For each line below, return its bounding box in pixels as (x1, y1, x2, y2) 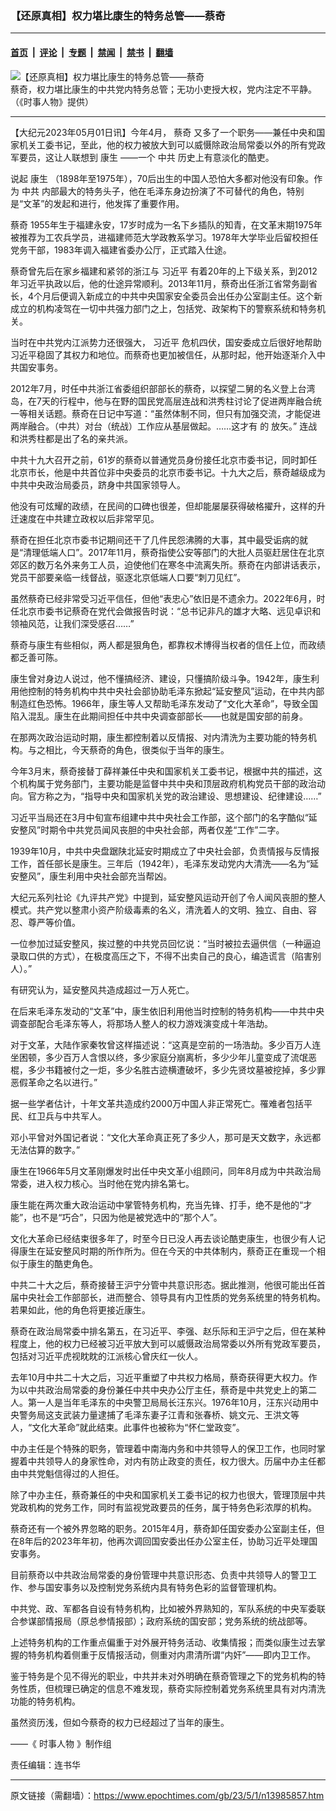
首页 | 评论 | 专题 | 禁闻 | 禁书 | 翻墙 (10, 46, 174, 58)
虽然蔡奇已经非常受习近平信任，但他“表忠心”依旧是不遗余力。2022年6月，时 (10, 592, 326, 604)
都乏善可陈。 (10, 651, 63, 663)
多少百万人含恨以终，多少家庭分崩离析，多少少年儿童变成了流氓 (44, 1051, 308, 1063)
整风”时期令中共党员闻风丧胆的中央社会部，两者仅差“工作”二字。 (18, 823, 285, 836)
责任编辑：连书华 (10, 1758, 81, 1771)
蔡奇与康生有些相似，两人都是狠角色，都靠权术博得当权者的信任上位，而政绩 (10, 638, 326, 651)
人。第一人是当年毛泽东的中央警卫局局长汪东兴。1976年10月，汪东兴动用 (10, 1396, 311, 1408)
